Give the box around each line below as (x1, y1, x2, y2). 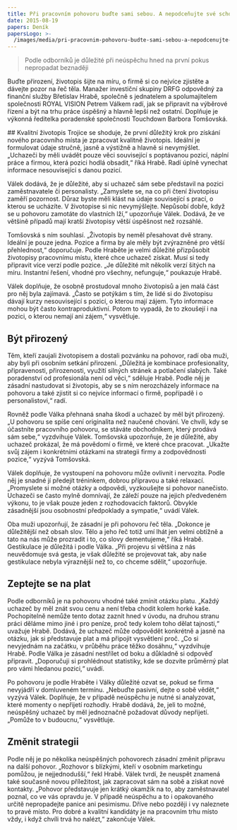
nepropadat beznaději (24, 64, 89, 72)
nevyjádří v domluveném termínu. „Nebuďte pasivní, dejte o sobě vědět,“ (7, 685, 219, 694)
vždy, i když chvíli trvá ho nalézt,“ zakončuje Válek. (7, 814, 156, 823)
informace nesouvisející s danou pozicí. (7, 166, 122, 174)
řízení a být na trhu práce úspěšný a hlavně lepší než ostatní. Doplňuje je (7, 107, 219, 116)
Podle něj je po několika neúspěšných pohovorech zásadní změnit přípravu (7, 754, 226, 763)
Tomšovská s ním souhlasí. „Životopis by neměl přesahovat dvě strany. (7, 231, 213, 239)
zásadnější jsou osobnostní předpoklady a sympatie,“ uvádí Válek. (7, 506, 200, 514)
